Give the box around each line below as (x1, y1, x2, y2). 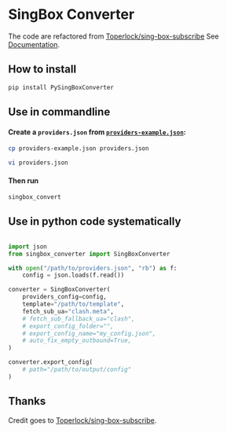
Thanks (8, 394, 46, 408)
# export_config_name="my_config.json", (22, 329, 156, 337)
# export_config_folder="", (22, 322, 114, 330)
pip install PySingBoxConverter (8, 83, 114, 91)
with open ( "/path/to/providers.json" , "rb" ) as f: (8, 264, 178, 272)
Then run (8, 175, 39, 185)
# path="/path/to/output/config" (22, 365, 132, 374)
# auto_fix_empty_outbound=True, (22, 336, 132, 345)
